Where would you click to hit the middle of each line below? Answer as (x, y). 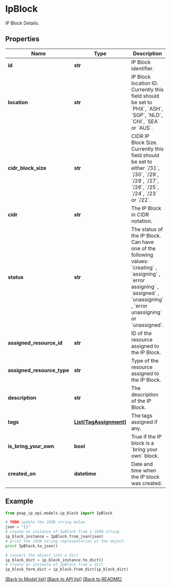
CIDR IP (140, 136)
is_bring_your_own (31, 446)
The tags (142, 415)
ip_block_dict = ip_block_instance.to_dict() (54, 560)
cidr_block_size (27, 168)
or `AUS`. (142, 128)
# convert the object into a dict (42, 555)
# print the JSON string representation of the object (65, 541)
